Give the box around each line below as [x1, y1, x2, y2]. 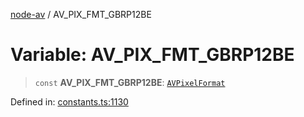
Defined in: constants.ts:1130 [10, 95, 129, 108]
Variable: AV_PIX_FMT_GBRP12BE [10, 44, 295, 66]
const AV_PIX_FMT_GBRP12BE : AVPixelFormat [34, 76, 226, 88]
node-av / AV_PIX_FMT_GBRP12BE [10, 9, 152, 20]
